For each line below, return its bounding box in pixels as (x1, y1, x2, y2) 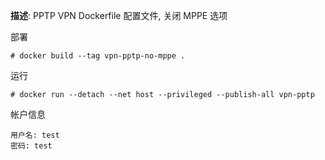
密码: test (10, 141, 53, 151)
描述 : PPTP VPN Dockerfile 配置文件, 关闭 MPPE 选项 (10, 10, 228, 21)
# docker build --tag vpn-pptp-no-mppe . (10, 51, 186, 61)
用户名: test (10, 130, 60, 140)
